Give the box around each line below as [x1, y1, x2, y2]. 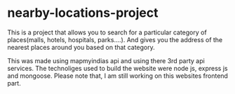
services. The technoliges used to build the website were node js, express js [7, 64, 228, 72]
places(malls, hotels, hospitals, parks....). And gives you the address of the [7, 35, 223, 43]
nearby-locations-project [7, 5, 159, 21]
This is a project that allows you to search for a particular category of [7, 28, 207, 36]
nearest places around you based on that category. [7, 43, 156, 51]
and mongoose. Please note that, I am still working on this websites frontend [7, 72, 228, 80]
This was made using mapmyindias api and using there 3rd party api [7, 56, 205, 65]
